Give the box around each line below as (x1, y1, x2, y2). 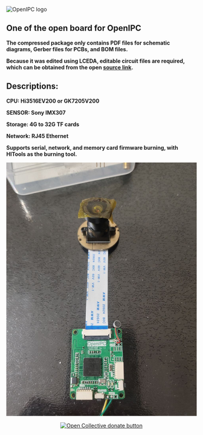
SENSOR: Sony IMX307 (6, 109, 66, 116)
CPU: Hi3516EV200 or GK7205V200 (6, 97, 100, 104)
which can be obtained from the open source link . (6, 63, 134, 71)
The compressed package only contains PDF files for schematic (6, 39, 170, 46)
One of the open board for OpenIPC (6, 23, 142, 33)
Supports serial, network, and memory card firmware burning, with (6, 144, 178, 151)
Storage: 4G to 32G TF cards (6, 121, 80, 128)
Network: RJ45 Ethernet (6, 132, 69, 139)
